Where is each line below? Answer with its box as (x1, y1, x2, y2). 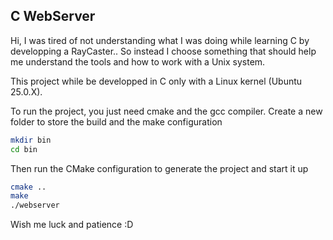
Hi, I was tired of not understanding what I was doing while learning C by (10, 34, 310, 46)
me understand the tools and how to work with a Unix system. (10, 55, 266, 68)
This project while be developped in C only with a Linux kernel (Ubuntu (10, 75, 303, 87)
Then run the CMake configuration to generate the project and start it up (10, 162, 309, 174)
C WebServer (10, 8, 96, 25)
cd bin (10, 144, 38, 154)
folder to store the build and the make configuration (10, 115, 223, 128)
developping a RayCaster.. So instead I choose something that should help (10, 45, 317, 57)
